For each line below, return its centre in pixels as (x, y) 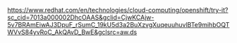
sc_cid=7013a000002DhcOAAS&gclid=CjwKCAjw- (81, 17)
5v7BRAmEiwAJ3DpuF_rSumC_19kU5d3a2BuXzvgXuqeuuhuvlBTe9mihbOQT (119, 25)
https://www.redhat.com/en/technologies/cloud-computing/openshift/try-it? (118, 10)
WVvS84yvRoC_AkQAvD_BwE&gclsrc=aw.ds (72, 32)
